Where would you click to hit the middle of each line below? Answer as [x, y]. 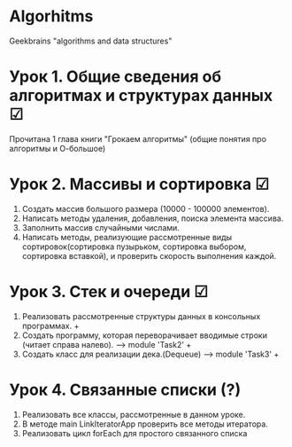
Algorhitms [51, 16]
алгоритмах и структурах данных [141, 96]
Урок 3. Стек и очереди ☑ [109, 292]
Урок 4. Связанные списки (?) [125, 390]
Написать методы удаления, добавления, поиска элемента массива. [153, 218]
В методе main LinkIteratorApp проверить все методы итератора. [145, 424]
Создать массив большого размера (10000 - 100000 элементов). [146, 208]
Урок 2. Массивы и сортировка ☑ [139, 184]
